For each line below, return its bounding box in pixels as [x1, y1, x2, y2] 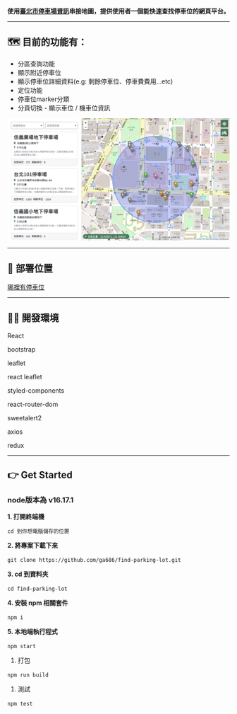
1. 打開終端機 [7, 512, 44, 521]
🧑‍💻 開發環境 [7, 312, 59, 324]
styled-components [7, 386, 65, 395]
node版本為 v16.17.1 [7, 495, 74, 505]
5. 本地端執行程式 [7, 628, 58, 636]
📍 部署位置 [7, 263, 53, 275]
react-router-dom [7, 400, 59, 408]
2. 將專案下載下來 [7, 541, 59, 550]
